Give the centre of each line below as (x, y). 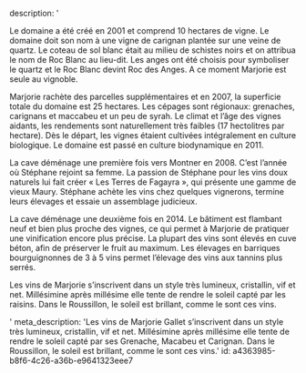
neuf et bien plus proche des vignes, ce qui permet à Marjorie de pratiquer (149, 228)
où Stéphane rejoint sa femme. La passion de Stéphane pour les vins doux (149, 172)
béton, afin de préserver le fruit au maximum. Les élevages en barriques (145, 248)
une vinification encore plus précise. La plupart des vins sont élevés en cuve (153, 238)
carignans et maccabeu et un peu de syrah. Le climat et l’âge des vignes (145, 116)
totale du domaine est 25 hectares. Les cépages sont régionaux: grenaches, (152, 106)
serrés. (23, 267)
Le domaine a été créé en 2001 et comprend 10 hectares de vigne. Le (139, 30)
